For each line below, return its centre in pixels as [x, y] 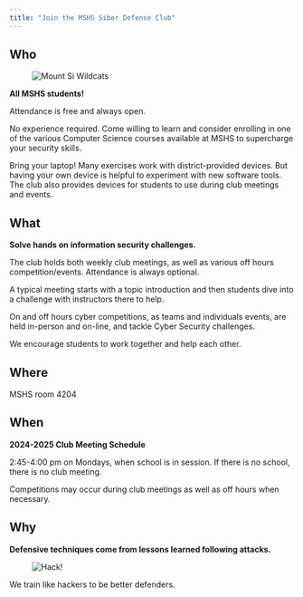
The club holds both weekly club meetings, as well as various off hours [142, 263]
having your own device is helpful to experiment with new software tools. [146, 175]
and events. [31, 195]
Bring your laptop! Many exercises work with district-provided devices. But [148, 166]
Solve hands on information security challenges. [103, 245]
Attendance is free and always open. [78, 111]
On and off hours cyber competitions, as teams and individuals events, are [148, 317]
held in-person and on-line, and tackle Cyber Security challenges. [133, 326]
